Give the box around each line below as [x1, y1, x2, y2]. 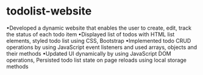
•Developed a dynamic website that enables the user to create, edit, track [6, 24, 192, 31]
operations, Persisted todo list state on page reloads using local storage [6, 56, 187, 64]
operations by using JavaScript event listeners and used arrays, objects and [6, 44, 198, 51]
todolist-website [6, 4, 92, 18]
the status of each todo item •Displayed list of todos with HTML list [6, 30, 175, 37]
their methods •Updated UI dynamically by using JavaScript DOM [6, 50, 172, 57]
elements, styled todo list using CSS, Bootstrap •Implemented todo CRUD [6, 37, 191, 44]
